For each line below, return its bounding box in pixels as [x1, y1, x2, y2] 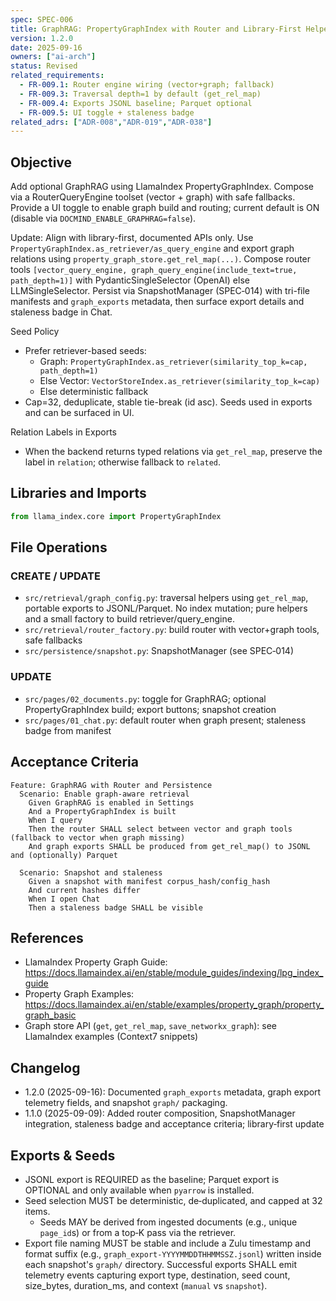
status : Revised [10, 61, 78, 71]
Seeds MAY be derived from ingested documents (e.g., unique [39, 1216, 298, 1228]
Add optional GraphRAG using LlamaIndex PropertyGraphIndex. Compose [10, 181, 314, 193]
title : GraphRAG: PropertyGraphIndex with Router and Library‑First [10, 24, 302, 34]
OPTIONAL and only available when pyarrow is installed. [24, 1184, 255, 1196]
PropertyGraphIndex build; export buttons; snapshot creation [24, 703, 277, 715]
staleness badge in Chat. [10, 306, 113, 318]
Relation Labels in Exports [10, 426, 117, 438]
